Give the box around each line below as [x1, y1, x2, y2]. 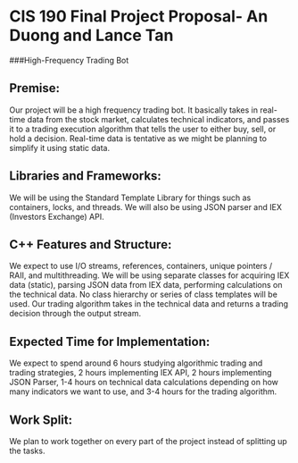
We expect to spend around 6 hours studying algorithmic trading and [9, 358, 263, 368]
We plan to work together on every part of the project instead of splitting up [9, 436, 287, 446]
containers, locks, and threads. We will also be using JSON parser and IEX [9, 201, 283, 212]
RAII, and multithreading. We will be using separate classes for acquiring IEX [9, 270, 290, 281]
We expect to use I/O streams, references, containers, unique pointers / [9, 261, 273, 272]
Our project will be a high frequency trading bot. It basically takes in [9, 105, 259, 115]
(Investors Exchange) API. [9, 211, 104, 222]
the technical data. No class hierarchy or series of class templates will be [9, 289, 278, 300]
